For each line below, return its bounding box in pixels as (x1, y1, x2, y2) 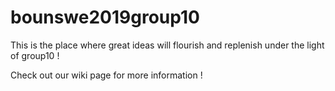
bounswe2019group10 (10, 6, 200, 29)
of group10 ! (10, 49, 60, 61)
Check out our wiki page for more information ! (10, 69, 203, 81)
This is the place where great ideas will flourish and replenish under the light (10, 39, 325, 51)
